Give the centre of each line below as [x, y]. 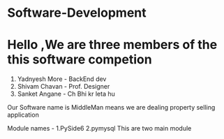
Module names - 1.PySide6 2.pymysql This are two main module [99, 129]
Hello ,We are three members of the [112, 45]
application [23, 115]
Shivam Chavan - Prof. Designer [64, 87]
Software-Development [77, 13]
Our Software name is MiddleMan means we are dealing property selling [111, 108]
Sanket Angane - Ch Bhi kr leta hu [66, 94]
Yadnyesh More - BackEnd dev [62, 79]
